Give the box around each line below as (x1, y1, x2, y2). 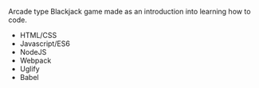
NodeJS (19, 48, 47, 56)
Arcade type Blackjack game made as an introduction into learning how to (8, 7, 251, 16)
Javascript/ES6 (19, 39, 70, 48)
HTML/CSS (19, 31, 57, 40)
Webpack (19, 55, 52, 65)
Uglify (19, 64, 40, 74)
